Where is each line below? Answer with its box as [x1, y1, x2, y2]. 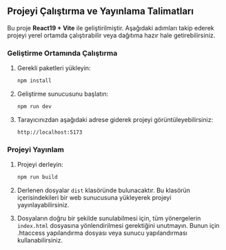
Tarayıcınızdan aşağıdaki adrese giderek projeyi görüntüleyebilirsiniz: [17, 115, 214, 123]
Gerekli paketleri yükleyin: [17, 64, 91, 72]
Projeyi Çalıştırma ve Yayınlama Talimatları [7, 6, 194, 17]
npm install [17, 77, 52, 85]
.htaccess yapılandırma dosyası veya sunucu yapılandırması [17, 229, 187, 237]
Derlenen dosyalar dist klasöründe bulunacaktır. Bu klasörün [17, 186, 191, 195]
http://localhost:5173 [17, 129, 83, 136]
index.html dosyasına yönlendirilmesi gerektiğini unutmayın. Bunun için [17, 222, 220, 230]
